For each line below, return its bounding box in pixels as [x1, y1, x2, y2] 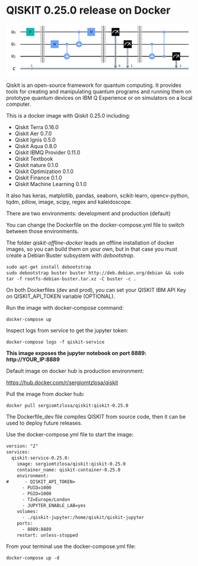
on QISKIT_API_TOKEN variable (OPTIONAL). [6, 293, 116, 300]
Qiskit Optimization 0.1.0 [14, 168, 74, 175]
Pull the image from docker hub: [6, 391, 85, 398]
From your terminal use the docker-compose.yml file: [6, 543, 136, 550]
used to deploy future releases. [6, 420, 82, 427]
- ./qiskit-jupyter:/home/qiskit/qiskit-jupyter [21, 515, 145, 521]
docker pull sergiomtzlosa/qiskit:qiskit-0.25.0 [6, 403, 129, 409]
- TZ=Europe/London [21, 497, 70, 503]
